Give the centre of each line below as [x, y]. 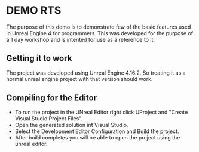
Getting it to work [39, 58]
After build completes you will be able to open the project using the [97, 137]
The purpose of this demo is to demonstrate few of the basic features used [99, 27]
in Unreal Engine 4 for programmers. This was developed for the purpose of [99, 33]
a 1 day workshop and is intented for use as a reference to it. [81, 39]
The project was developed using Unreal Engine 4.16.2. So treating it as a [96, 73]
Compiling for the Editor [52, 98]
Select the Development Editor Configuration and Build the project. [97, 131]
